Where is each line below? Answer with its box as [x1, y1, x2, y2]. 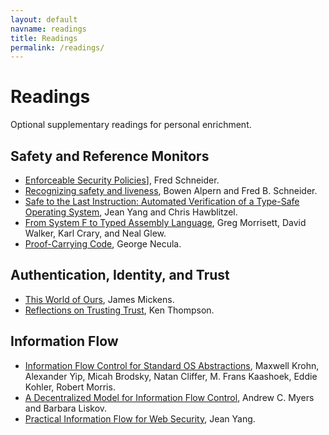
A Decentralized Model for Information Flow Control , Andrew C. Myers [24, 391, 315, 403]
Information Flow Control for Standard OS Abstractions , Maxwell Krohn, [24, 359, 320, 371]
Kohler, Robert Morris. [24, 381, 116, 393]
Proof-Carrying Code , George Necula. [24, 238, 182, 250]
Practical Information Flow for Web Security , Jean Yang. [24, 412, 256, 425]
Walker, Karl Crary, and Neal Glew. [24, 227, 167, 239]
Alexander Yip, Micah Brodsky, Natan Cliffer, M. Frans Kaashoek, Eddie [24, 370, 318, 382]
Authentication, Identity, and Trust [10, 267, 230, 284]
